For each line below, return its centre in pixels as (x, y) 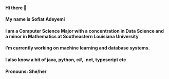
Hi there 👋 (16, 8)
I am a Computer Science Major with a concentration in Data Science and (85, 31)
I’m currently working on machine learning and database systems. (78, 48)
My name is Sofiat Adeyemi (35, 19)
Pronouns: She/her (26, 71)
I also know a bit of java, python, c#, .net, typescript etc (66, 60)
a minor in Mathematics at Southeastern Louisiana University (72, 36)
